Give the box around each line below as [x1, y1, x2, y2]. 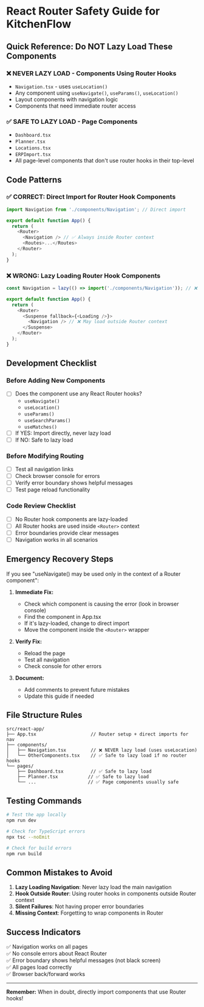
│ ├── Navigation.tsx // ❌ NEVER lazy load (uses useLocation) [6, 747, 198, 754]
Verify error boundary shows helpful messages [15, 479, 134, 486]
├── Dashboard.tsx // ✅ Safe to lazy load [17, 768, 152, 775]
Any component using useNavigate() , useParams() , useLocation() [15, 89, 178, 97]
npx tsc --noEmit [6, 834, 50, 840]
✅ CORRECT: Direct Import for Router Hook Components [6, 193, 176, 201]
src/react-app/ [6, 726, 45, 732]
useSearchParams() [24, 417, 71, 423]
